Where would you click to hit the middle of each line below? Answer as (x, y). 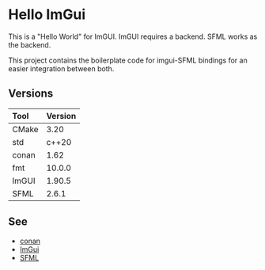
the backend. (30, 44)
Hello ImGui (47, 15)
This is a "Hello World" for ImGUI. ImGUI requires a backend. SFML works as (133, 36)
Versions (31, 94)
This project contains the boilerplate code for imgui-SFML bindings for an (128, 60)
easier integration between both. (61, 68)
